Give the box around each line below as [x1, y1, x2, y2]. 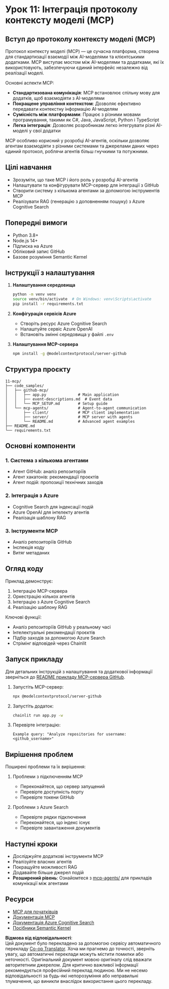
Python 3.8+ [12, 232, 39, 238]
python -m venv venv [12, 292, 56, 297]
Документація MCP [12, 914, 55, 920]
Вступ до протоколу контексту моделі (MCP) [5, 35, 156, 43]
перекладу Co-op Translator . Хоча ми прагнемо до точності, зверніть [5, 945, 155, 952]
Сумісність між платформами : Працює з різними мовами [12, 111, 141, 117]
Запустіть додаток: [12, 703, 54, 709]
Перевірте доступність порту [20, 789, 84, 795]
